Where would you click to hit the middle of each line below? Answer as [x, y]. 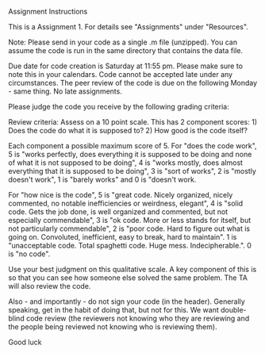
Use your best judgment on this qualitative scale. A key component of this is [132, 269]
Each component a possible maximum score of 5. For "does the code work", [132, 146]
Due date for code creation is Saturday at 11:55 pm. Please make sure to [126, 66]
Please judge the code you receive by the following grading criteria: [119, 107]
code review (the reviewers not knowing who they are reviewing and [138, 318]
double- [234, 310]
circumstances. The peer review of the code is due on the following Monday [133, 83]
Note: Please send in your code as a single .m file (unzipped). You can [123, 42]
